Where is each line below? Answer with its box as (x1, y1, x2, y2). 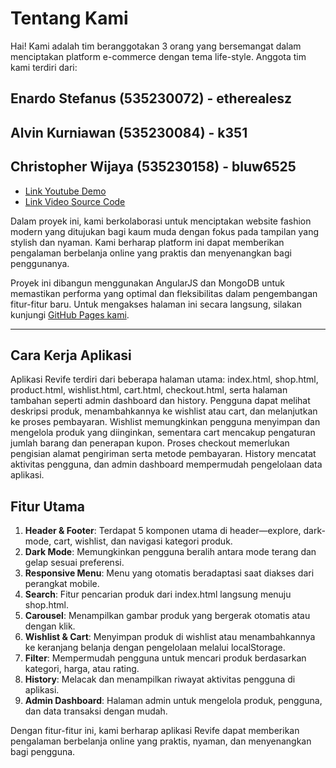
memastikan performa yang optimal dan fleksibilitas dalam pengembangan (10, 287, 318, 299)
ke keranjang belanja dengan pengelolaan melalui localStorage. (24, 642, 286, 654)
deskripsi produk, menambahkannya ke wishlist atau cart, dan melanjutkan (10, 405, 318, 417)
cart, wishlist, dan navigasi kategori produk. (53, 535, 233, 547)
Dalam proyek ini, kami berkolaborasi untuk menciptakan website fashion (10, 215, 312, 227)
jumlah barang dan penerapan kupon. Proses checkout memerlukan (10, 437, 290, 449)
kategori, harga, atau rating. (24, 663, 140, 675)
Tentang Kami (10, 7, 129, 30)
